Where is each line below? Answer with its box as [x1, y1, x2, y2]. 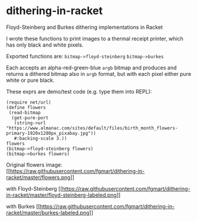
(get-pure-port [11, 115, 49, 121]
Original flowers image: [6, 161, 63, 168]
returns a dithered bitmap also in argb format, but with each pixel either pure [6, 70, 192, 77]
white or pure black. [6, 77, 55, 84]
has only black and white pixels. [6, 41, 84, 48]
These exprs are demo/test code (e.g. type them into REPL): [6, 88, 152, 95]
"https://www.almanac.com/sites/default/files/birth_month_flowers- [6, 125, 178, 131]
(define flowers [6, 104, 46, 110]
